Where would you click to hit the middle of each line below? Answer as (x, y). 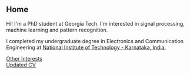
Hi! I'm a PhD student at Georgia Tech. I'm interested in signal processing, (96, 23)
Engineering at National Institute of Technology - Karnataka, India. (86, 47)
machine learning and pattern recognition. (57, 30)
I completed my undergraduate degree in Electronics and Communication (95, 41)
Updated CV (21, 65)
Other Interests (24, 58)
